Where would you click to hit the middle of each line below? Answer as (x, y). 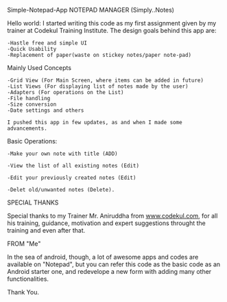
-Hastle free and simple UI (47, 43)
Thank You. (23, 292)
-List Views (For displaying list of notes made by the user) (98, 86)
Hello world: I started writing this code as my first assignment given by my (112, 23)
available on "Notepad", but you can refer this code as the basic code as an (114, 264)
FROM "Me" (24, 244)
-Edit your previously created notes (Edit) (72, 178)
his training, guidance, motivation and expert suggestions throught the (106, 223)
